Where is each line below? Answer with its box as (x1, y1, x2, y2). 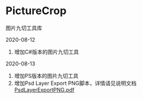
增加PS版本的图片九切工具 (14, 72, 78, 79)
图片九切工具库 (5, 24, 42, 31)
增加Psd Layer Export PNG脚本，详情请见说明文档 (14, 80, 137, 87)
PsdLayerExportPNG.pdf (14, 86, 75, 93)
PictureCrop (5, 4, 67, 18)
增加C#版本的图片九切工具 (14, 48, 79, 55)
